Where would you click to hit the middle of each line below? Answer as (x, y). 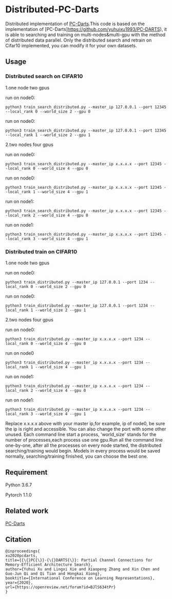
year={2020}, (19, 583)
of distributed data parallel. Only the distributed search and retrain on (79, 40)
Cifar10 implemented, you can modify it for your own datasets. (71, 45)
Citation (18, 539)
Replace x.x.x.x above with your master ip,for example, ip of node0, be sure (85, 423)
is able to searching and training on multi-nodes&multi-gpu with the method (85, 34)
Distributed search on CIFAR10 (44, 77)
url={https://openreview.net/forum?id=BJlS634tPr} (61, 587)
